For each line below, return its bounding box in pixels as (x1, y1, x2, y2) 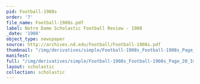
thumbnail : (6, 47, 33, 53)
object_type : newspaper (6, 36, 65, 42)
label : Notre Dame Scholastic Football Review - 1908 (6, 25, 143, 31)
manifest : (6, 53, 31, 59)
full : (6, 58, 20, 64)
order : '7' (6, 14, 33, 20)
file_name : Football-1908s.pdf (6, 20, 84, 25)
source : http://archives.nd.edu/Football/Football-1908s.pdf (6, 42, 161, 48)
